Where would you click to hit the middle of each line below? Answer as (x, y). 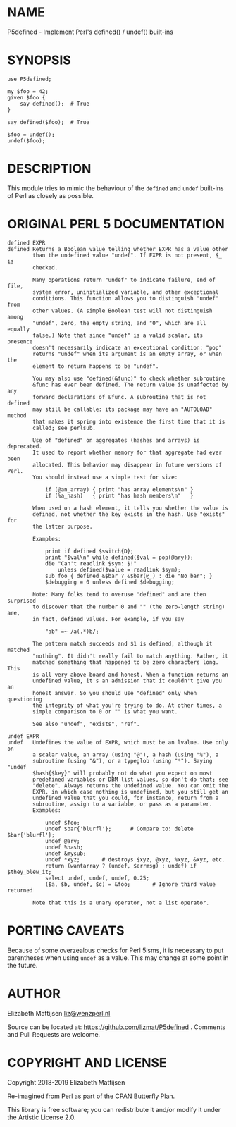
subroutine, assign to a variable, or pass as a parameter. (123, 804)
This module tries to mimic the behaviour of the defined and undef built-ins (116, 188)
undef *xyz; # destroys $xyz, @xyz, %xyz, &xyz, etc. (135, 860)
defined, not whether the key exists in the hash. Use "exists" (129, 514)
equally (19, 329)
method (17, 415)
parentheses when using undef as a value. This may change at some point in (118, 957)
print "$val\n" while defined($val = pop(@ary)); (119, 558)
